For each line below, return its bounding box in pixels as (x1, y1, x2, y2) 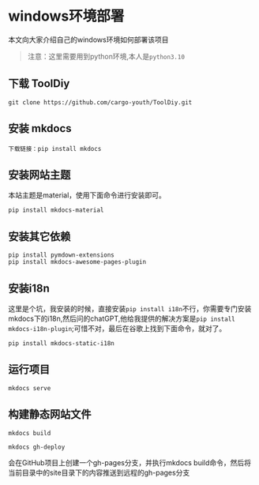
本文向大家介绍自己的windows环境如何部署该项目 (8, 35, 169, 44)
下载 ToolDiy (8, 77, 70, 91)
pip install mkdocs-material (8, 206, 104, 214)
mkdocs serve (8, 384, 51, 392)
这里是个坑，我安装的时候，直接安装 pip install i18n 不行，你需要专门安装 (8, 304, 252, 313)
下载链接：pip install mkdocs (8, 145, 102, 152)
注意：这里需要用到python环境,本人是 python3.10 (27, 51, 186, 61)
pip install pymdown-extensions (8, 251, 114, 259)
